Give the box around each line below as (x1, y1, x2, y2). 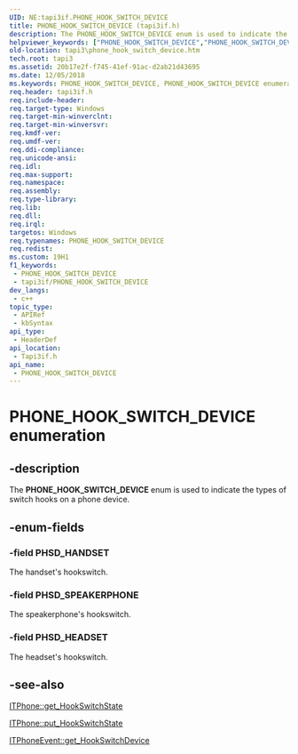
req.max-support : (9, 170, 74, 179)
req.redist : (9, 245, 53, 253)
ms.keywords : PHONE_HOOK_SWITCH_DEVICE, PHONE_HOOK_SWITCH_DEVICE (9, 79, 260, 88)
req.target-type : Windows (9, 104, 105, 113)
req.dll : (9, 211, 42, 221)
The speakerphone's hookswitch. (9, 609, 131, 620)
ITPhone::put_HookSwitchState (9, 718, 123, 729)
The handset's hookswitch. (9, 566, 108, 577)
